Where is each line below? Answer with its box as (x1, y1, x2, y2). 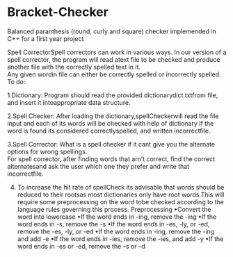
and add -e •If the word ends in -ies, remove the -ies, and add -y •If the (17, 234, 224, 243)
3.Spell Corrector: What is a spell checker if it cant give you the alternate (7, 140, 216, 148)
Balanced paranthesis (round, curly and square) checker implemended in (7, 27, 217, 35)
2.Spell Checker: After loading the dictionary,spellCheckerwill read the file (7, 112, 219, 120)
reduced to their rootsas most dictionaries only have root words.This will (17, 190, 225, 199)
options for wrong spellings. (7, 147, 88, 156)
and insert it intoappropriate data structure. (7, 98, 131, 106)
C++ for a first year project (7, 34, 84, 42)
